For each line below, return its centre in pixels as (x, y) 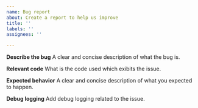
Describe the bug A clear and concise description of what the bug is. (93, 57)
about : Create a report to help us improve (62, 18)
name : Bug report (28, 12)
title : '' (19, 23)
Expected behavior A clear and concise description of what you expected (99, 81)
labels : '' (20, 29)
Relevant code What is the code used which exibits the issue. (84, 69)
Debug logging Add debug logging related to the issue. (76, 99)
